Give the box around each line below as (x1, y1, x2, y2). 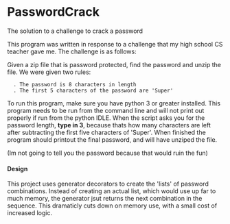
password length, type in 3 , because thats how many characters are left (7, 121, 211, 129)
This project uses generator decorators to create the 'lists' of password (7, 179, 209, 188)
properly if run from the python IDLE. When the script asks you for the (7, 114, 205, 122)
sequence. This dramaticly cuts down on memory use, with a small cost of (7, 201, 218, 210)
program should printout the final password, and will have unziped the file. (7, 135, 218, 144)
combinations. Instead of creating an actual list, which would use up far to (7, 187, 216, 195)
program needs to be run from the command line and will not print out (7, 106, 205, 114)
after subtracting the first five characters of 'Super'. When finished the (7, 128, 206, 136)
